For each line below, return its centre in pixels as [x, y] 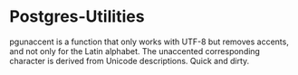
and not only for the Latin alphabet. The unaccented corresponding [135, 51]
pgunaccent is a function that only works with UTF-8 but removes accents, [149, 42]
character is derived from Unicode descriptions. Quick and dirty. [130, 61]
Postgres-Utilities [77, 17]
